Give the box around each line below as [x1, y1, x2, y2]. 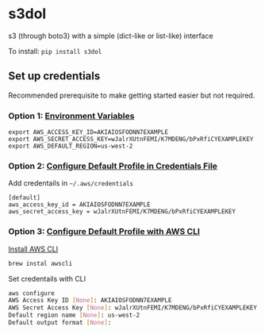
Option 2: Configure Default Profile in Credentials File [8, 160, 218, 171]
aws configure [8, 289, 56, 298]
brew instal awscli [8, 259, 73, 267]
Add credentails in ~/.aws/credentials [8, 179, 134, 188]
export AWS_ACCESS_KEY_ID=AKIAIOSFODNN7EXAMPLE [8, 129, 169, 136]
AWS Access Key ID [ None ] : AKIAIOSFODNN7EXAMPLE [8, 297, 172, 305]
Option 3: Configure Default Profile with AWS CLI [8, 226, 201, 237]
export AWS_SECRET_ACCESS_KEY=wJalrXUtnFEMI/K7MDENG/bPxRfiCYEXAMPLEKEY [8, 136, 254, 144]
